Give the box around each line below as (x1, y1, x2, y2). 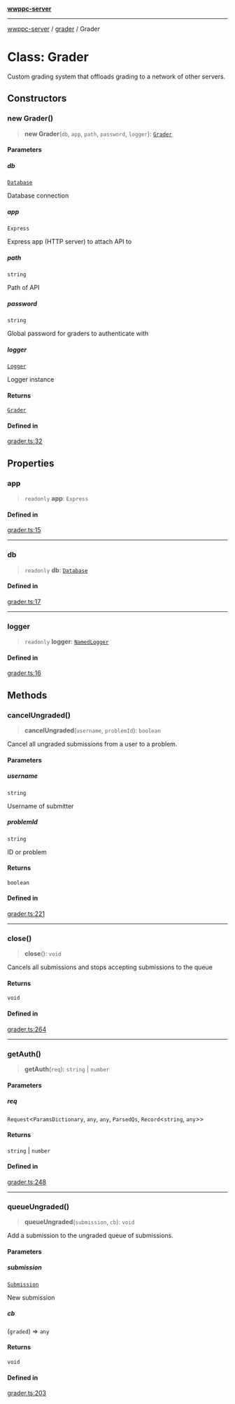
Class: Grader (7, 49, 89, 65)
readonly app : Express (24, 494, 89, 503)
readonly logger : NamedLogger (24, 637, 109, 646)
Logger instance (7, 375, 55, 384)
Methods (7, 689, 48, 701)
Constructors (7, 92, 67, 104)
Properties (7, 457, 55, 469)
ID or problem (7, 847, 47, 856)
